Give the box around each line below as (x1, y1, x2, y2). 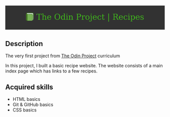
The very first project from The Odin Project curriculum (5, 53, 120, 59)
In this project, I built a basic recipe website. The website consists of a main (5, 63, 163, 69)
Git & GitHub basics (12, 102, 54, 108)
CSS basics (12, 107, 37, 113)
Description (5, 39, 43, 48)
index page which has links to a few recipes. (5, 68, 98, 74)
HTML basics (12, 96, 40, 102)
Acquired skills (5, 83, 54, 91)
